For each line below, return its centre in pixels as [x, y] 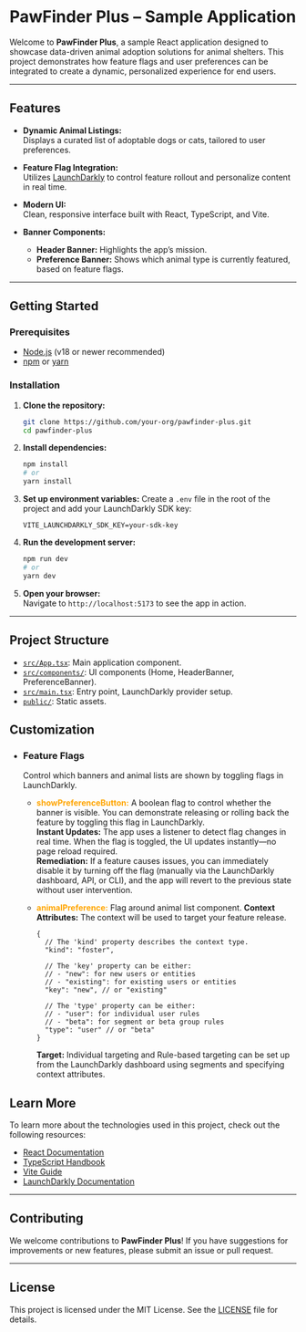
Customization [52, 729]
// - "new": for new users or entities [120, 974]
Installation [35, 385]
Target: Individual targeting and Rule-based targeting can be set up [163, 1055]
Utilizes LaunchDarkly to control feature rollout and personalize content [157, 177]
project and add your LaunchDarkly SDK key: [107, 509]
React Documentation [63, 1152]
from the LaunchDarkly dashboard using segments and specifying [160, 1065]
